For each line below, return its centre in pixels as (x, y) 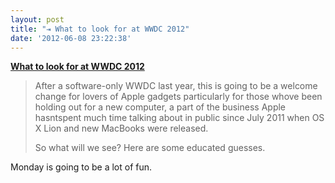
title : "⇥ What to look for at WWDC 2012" (100, 29)
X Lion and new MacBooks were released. (121, 128)
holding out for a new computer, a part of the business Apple (160, 107)
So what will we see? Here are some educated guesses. (150, 148)
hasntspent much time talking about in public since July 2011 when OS (179, 118)
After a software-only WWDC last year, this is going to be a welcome (176, 86)
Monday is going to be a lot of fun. (81, 167)
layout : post (37, 19)
